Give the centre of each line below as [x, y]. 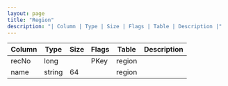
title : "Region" [31, 20]
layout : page [26, 13]
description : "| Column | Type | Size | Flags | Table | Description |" [115, 26]
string [54, 72]
